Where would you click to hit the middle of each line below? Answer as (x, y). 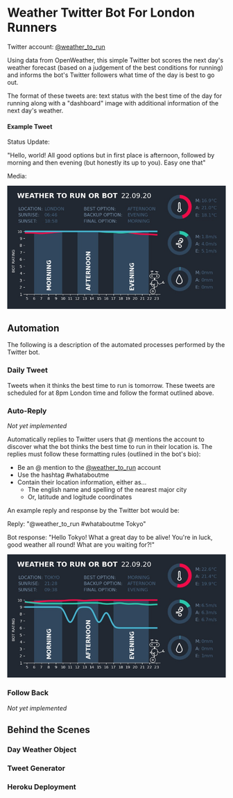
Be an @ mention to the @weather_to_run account (89, 468)
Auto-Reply (27, 411)
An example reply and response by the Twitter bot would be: (94, 511)
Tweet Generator (36, 768)
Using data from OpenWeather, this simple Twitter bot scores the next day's (115, 60)
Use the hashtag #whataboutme (63, 475)
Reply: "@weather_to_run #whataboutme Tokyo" (77, 524)
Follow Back (28, 693)
